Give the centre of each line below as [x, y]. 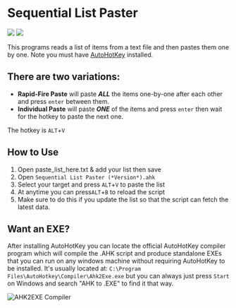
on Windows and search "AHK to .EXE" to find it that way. [91, 283]
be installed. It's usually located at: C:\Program [74, 268]
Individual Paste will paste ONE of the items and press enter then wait [120, 109]
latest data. [34, 207]
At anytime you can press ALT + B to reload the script [91, 191]
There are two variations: [64, 77]
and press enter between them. [63, 101]
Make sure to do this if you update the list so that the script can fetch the [123, 199]
